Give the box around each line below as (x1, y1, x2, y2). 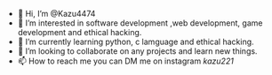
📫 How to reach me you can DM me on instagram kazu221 (17, 56, 234, 66)
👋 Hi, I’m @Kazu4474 (17, 9, 96, 19)
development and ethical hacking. (17, 27, 142, 37)
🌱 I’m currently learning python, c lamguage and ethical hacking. (17, 36, 255, 47)
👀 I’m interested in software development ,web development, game (17, 18, 263, 28)
